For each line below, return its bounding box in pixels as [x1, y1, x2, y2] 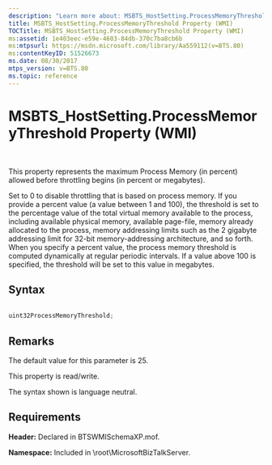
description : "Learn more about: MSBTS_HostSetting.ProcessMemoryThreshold [8, 11, 270, 20]
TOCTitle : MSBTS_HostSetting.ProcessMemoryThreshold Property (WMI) [8, 27, 244, 35]
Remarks [8, 334, 55, 348]
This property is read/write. [8, 371, 100, 381]
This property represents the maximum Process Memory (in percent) [8, 167, 238, 176]
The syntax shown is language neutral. [8, 387, 138, 396]
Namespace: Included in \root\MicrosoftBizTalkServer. [8, 447, 191, 457]
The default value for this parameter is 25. [8, 355, 148, 365]
